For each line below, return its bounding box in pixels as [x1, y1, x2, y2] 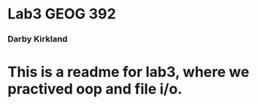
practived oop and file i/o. [7, 80, 182, 99]
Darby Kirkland [7, 34, 68, 45]
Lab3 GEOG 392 [7, 5, 116, 23]
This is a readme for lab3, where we [7, 63, 250, 81]
